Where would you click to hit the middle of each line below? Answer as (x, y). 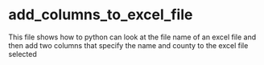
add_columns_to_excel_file (101, 15)
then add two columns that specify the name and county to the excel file (128, 45)
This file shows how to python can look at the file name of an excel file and (132, 37)
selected (23, 54)
